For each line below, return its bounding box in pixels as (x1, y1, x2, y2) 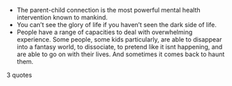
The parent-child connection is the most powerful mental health (16, 6, 201, 14)
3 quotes (6, 71, 32, 79)
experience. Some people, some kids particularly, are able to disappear (16, 35, 222, 44)
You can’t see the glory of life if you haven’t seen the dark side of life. (16, 21, 217, 28)
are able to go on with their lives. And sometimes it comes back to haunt (16, 50, 225, 58)
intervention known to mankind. (16, 13, 108, 21)
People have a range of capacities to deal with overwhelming (16, 28, 193, 36)
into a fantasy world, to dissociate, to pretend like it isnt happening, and (16, 43, 223, 51)
